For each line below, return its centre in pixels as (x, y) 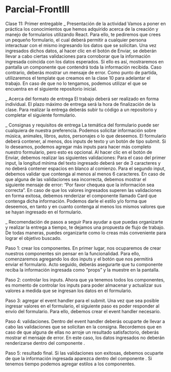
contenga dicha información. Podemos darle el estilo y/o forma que (76, 201)
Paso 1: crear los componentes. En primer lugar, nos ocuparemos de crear (83, 248)
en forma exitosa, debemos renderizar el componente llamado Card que (81, 195)
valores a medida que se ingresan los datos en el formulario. (69, 291)
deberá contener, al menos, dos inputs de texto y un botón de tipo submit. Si (86, 141)
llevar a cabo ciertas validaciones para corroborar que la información (78, 56)
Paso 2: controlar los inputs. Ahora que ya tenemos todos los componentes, (85, 279)
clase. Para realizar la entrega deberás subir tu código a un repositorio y (81, 110)
